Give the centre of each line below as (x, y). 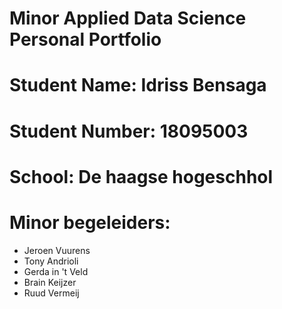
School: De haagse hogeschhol (141, 176)
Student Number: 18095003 (129, 131)
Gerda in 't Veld (56, 271)
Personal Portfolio (85, 39)
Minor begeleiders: (90, 222)
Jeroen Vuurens (57, 250)
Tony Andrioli (51, 261)
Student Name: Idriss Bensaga (138, 85)
